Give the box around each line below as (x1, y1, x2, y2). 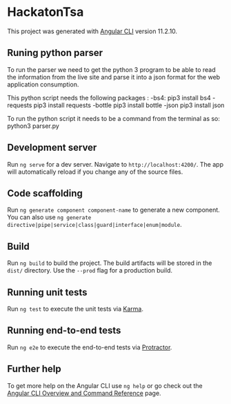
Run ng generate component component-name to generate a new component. (7, 205, 221, 214)
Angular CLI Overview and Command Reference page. (7, 389, 161, 397)
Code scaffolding (7, 187, 83, 199)
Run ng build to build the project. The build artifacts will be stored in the (7, 259, 212, 267)
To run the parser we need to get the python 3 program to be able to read (7, 65, 216, 73)
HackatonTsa (7, 4, 84, 20)
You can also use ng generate (7, 213, 92, 221)
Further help (7, 363, 62, 375)
